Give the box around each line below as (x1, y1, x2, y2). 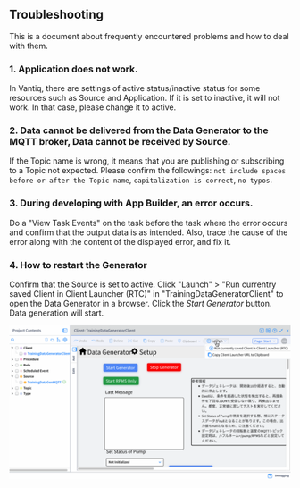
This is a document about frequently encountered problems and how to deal (9, 30, 289, 41)
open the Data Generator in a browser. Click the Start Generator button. (9, 299, 272, 308)
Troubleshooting (9, 7, 104, 22)
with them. (9, 40, 48, 51)
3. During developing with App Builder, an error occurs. (9, 197, 254, 209)
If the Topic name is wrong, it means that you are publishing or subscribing (9, 156, 285, 166)
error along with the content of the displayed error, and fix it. (9, 236, 232, 247)
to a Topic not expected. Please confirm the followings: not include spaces (9, 165, 287, 176)
